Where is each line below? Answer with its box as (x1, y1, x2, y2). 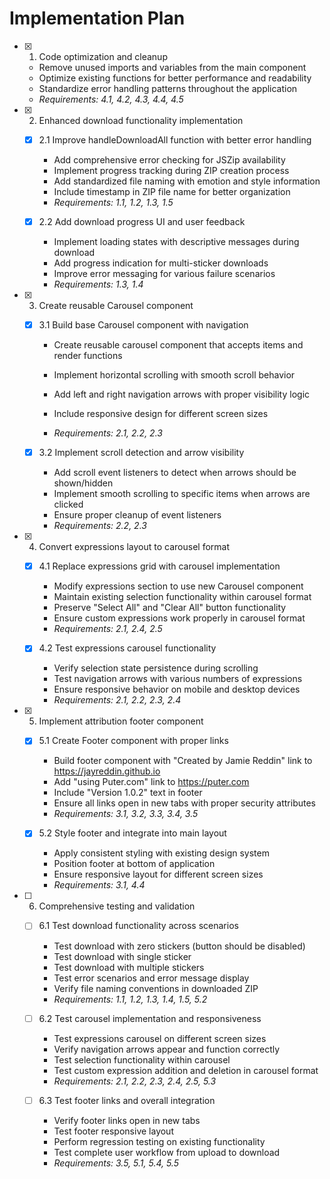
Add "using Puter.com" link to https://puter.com (53, 776, 250, 788)
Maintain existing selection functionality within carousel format (53, 591, 312, 603)
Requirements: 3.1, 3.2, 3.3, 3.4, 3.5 (53, 808, 199, 820)
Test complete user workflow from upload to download (53, 1146, 281, 1158)
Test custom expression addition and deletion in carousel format (53, 1064, 319, 1076)
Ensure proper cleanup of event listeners (53, 509, 222, 521)
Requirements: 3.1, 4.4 (53, 879, 146, 891)
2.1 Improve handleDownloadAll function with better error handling (38, 133, 312, 146)
